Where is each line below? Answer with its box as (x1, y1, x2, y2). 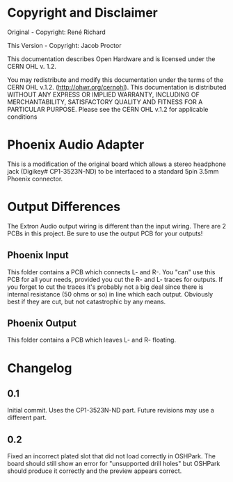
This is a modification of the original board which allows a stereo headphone (7, 160, 226, 168)
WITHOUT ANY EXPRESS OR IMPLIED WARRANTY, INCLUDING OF (7, 90, 200, 99)
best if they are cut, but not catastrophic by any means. (7, 297, 166, 306)
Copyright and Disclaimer (7, 5, 159, 21)
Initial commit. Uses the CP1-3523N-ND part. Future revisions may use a (7, 406, 214, 415)
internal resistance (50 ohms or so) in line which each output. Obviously (7, 290, 214, 298)
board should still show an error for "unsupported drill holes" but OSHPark (7, 460, 220, 468)
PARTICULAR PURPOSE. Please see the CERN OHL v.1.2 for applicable (7, 105, 209, 113)
